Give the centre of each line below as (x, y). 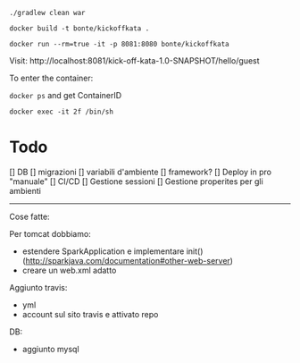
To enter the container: (51, 78)
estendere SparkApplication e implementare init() (112, 251)
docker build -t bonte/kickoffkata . (79, 29)
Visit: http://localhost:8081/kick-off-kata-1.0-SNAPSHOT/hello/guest (135, 61)
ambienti (25, 190)
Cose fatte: (30, 216)
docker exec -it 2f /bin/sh (62, 112)
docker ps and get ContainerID (66, 95)
